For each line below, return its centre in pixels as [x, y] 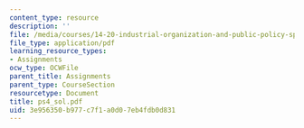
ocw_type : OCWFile [44, 69]
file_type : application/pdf [62, 43]
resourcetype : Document [54, 93]
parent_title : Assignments [60, 77]
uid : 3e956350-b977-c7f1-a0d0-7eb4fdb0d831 [93, 110]
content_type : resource [54, 18]
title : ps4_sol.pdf [46, 101]
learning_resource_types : [58, 51]
